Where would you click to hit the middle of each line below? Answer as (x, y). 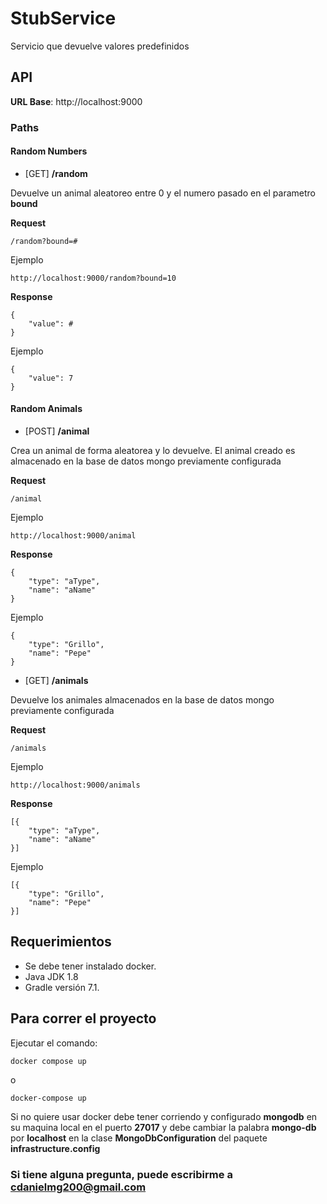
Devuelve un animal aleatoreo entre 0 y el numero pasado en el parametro (163, 193)
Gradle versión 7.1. (62, 987)
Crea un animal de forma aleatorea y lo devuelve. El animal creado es (153, 451)
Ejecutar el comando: (54, 1043)
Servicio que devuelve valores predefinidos (100, 46)
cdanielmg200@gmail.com (78, 1187)
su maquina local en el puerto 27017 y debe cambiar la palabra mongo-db (163, 1127)
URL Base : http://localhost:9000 (76, 101)
